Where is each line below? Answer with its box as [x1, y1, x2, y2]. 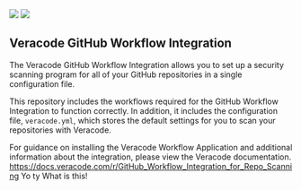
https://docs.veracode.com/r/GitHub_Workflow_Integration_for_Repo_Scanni [9, 160, 293, 171]
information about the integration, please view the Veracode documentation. [9, 151, 292, 162]
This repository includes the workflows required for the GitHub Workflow [9, 96, 279, 107]
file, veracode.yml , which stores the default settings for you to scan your [9, 115, 276, 125]
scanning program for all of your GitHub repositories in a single [9, 69, 243, 80]
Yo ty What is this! [21, 170, 88, 181]
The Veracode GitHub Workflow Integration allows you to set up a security [9, 59, 285, 70]
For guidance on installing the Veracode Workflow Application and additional [9, 142, 293, 152]
